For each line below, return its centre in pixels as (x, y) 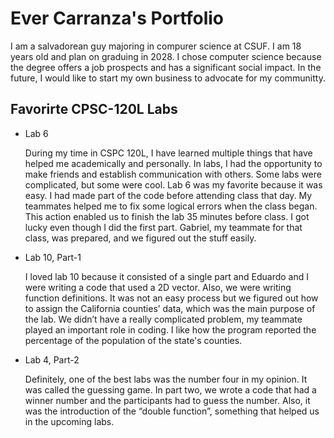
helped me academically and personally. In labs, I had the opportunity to (173, 163)
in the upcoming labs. (69, 421)
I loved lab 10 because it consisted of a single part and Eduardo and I (166, 276)
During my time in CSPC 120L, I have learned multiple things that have (168, 153)
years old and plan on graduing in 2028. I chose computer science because (166, 56)
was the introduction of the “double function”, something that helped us (172, 411)
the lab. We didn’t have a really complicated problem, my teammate (163, 319)
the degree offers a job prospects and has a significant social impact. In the (166, 67)
